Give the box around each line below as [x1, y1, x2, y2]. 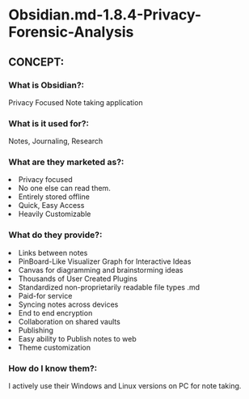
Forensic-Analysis [8, 23, 134, 41]
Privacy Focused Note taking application [8, 97, 143, 107]
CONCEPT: [8, 55, 65, 69]
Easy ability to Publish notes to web [19, 333, 137, 343]
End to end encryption [19, 308, 93, 317]
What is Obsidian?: [8, 79, 85, 91]
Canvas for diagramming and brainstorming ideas [19, 265, 184, 274]
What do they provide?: [8, 229, 103, 240]
